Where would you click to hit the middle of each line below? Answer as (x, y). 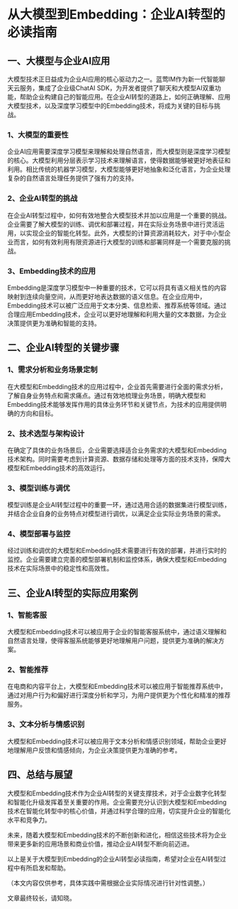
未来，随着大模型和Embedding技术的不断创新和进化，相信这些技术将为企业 (117, 834)
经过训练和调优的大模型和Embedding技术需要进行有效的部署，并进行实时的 (117, 550)
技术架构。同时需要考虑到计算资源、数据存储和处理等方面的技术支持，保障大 (119, 459)
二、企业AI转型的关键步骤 (63, 348)
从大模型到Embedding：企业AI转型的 (116, 15)
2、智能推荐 (28, 670)
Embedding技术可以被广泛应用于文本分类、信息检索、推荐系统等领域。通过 (117, 305)
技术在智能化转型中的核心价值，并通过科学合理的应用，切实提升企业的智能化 (119, 811)
